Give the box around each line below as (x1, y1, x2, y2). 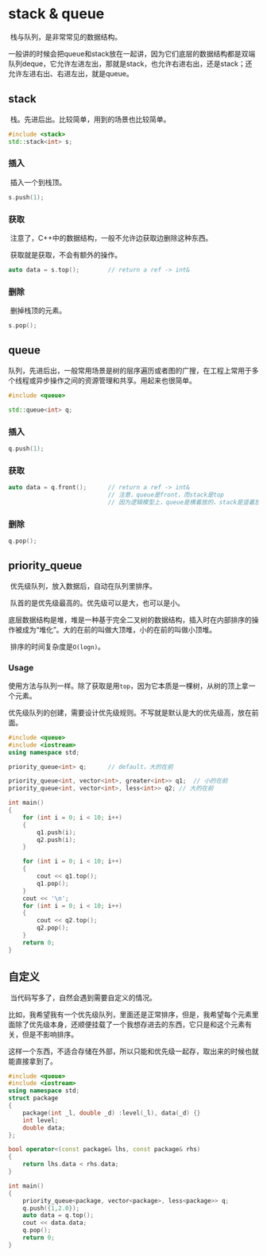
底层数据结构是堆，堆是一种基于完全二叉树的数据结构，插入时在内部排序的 (8, 615, 252, 624)
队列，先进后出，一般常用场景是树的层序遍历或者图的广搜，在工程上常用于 (8, 365, 252, 375)
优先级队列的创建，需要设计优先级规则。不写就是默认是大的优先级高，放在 (8, 708, 252, 717)
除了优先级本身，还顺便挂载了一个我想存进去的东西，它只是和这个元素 (14, 1019, 245, 1029)
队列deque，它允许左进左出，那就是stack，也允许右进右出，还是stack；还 (8, 59, 253, 68)
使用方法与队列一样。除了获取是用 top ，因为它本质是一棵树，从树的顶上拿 (8, 681, 249, 690)
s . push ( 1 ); (8, 193, 44, 201)
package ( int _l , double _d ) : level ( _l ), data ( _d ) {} (22, 1109, 201, 1117)
